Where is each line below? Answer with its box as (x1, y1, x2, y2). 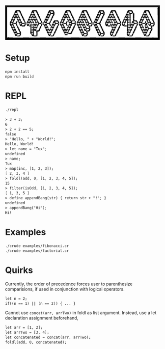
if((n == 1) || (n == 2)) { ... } (5, 301, 76, 306)
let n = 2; (5, 296, 27, 301)
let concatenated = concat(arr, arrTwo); (5, 335, 91, 340)
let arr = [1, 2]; (5, 325, 43, 330)
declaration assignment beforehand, (5, 315, 79, 321)
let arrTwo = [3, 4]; (5, 330, 50, 335)
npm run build (5, 74, 34, 79)
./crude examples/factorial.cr (5, 248, 69, 253)
